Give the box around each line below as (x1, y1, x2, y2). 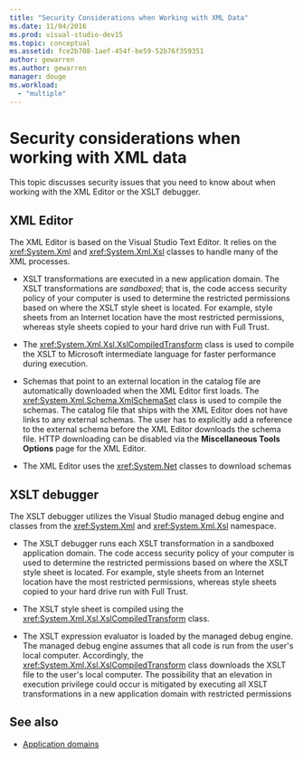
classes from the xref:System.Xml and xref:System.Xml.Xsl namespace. (9, 521, 277, 532)
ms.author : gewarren (9, 64, 88, 73)
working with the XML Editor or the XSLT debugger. (9, 186, 201, 197)
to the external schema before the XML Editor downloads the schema (22, 424, 282, 435)
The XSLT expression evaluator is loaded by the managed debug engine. (22, 630, 294, 642)
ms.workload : (9, 81, 59, 90)
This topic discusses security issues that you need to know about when (9, 177, 276, 188)
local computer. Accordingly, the (22, 650, 144, 661)
